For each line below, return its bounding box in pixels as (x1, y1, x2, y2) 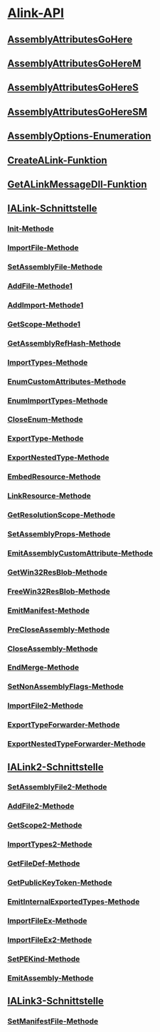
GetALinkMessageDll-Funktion (7, 178, 147, 190)
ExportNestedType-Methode (7, 453, 110, 463)
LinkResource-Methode (7, 491, 91, 501)
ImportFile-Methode (7, 243, 80, 253)
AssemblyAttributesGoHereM (7, 57, 142, 69)
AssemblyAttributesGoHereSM (7, 105, 148, 118)
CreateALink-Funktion (7, 154, 108, 166)
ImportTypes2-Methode (7, 839, 92, 849)
